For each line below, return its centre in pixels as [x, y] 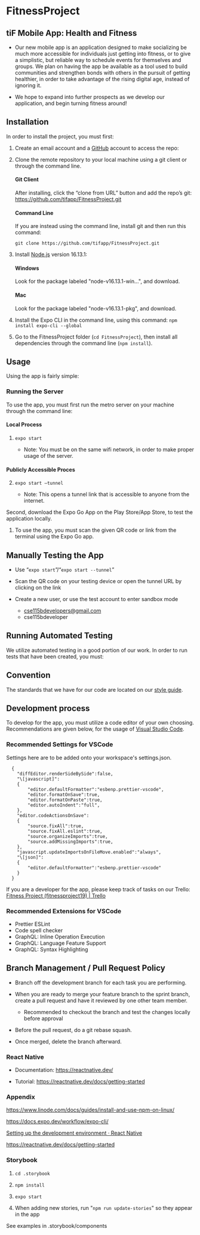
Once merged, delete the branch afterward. [68, 1041]
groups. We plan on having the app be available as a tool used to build [101, 66]
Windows [27, 268]
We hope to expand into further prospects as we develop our [90, 97]
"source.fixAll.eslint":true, [65, 831]
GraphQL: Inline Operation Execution [60, 937]
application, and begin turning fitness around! [71, 103]
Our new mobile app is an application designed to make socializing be [101, 47]
